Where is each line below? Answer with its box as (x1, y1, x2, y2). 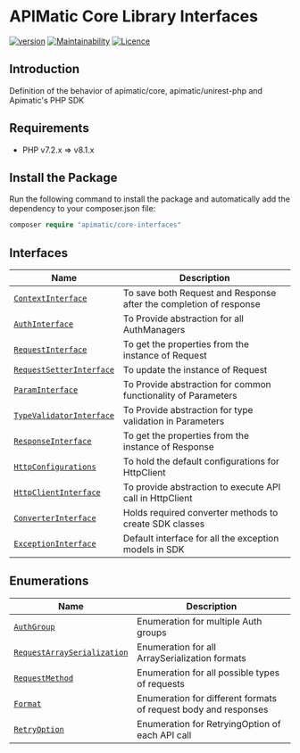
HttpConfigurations (13, 462, 96, 472)
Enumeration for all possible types (137, 666, 279, 679)
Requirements (9, 120, 89, 136)
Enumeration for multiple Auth (137, 615, 262, 627)
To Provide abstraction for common (123, 378, 271, 391)
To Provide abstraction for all (123, 312, 244, 325)
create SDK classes (123, 517, 205, 530)
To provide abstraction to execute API (123, 481, 281, 493)
